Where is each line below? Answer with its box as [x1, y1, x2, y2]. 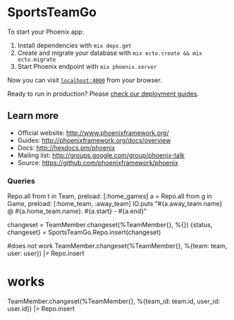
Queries [7, 176, 35, 186]
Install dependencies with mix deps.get [17, 41, 132, 49]
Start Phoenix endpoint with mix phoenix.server [17, 62, 157, 70]
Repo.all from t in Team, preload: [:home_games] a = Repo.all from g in [7, 192, 213, 200]
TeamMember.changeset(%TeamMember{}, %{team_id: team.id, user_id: [7, 297, 221, 305]
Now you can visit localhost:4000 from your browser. [7, 75, 162, 84]
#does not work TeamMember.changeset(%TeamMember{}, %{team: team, [7, 242, 228, 250]
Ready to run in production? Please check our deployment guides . [7, 89, 199, 98]
